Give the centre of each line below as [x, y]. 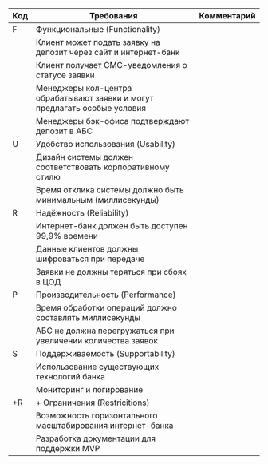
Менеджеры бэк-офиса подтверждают [112, 121]
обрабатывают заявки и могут [95, 98]
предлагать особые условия [91, 108]
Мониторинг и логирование [89, 389]
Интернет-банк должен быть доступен [112, 226]
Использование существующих [97, 367]
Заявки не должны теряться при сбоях [111, 272]
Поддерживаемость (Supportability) [105, 353]
